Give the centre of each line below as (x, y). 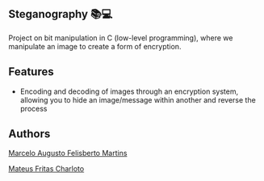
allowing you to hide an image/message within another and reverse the (138, 99)
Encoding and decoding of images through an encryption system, (129, 91)
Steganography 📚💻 (61, 14)
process (34, 108)
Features (31, 72)
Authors (29, 134)
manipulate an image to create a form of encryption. (95, 46)
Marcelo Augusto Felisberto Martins (68, 154)
